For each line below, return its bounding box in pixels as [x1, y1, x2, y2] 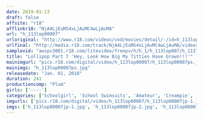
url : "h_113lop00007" [6, 31, 61, 37]
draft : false [6, 14, 39, 20]
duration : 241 [6, 76, 42, 82]
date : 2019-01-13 [6, 8, 50, 15]
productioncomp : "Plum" [6, 82, 66, 88]
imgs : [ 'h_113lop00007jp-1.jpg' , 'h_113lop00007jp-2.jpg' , [6, 103, 158, 110]
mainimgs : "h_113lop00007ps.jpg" [6, 64, 91, 71]
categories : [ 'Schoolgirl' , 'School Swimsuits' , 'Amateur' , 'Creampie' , [6, 93, 193, 99]
